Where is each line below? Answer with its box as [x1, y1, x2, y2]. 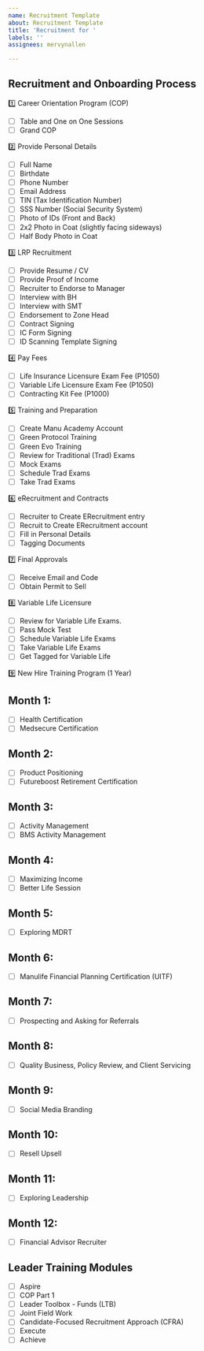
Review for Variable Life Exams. [19, 616, 122, 626]
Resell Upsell [19, 1148, 62, 1159]
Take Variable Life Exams [19, 643, 101, 653]
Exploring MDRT [19, 928, 73, 937]
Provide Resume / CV [19, 266, 89, 275]
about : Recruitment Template [8, 19, 104, 27]
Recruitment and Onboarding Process [8, 76, 197, 91]
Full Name [19, 160, 53, 169]
